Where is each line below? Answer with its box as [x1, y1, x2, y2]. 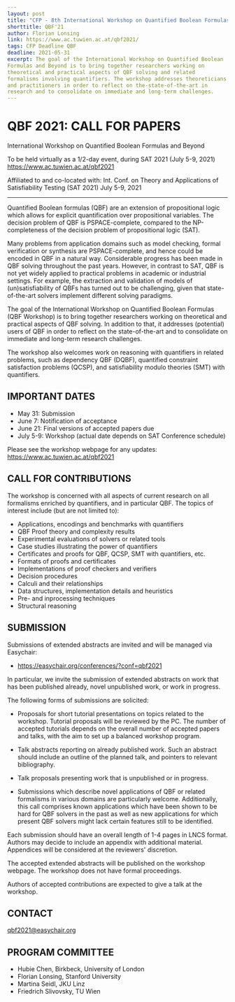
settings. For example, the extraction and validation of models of [7, 277, 193, 285]
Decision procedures [17, 571, 78, 580]
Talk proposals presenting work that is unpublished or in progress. [17, 773, 208, 782]
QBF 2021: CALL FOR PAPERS [7, 118, 181, 134]
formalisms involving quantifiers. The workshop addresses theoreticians [7, 75, 227, 83]
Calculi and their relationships [17, 579, 104, 587]
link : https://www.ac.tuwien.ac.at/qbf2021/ [7, 36, 139, 43]
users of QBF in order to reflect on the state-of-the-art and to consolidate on [7, 327, 228, 336]
